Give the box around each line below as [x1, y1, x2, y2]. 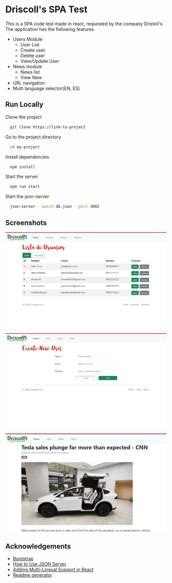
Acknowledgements [5, 542, 71, 551]
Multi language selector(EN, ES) [12, 85, 80, 91]
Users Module [12, 36, 42, 42]
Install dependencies [5, 153, 50, 160]
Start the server [5, 173, 38, 180]
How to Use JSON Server [12, 561, 67, 567]
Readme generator [12, 572, 53, 578]
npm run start [10, 184, 40, 189]
